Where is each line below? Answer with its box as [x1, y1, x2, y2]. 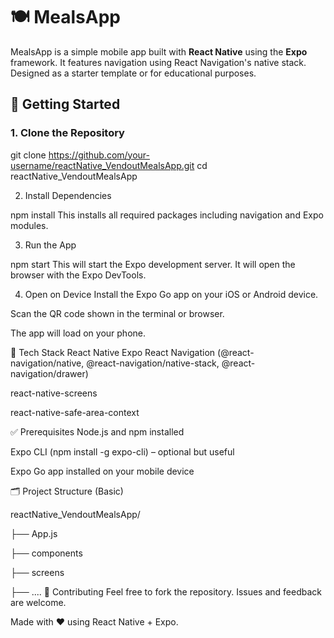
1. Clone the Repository [10, 126, 125, 140]
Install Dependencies [24, 189, 112, 201]
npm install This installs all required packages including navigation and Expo [10, 209, 324, 221]
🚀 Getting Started [10, 96, 121, 113]
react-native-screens [10, 387, 98, 399]
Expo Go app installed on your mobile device [10, 465, 195, 477]
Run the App [24, 239, 77, 251]
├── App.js [10, 527, 58, 539]
